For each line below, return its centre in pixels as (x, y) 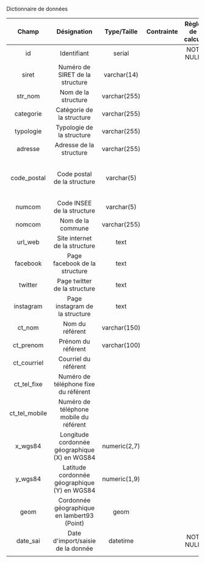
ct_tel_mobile (28, 413)
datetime (121, 541)
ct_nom (28, 328)
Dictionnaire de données (37, 9)
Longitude (75, 435)
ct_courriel (28, 363)
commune (74, 228)
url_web (28, 242)
